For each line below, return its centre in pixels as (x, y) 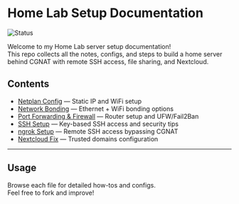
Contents (28, 84)
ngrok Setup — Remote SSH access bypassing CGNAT (98, 131)
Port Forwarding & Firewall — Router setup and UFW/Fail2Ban (108, 116)
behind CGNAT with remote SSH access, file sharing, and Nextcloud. (108, 61)
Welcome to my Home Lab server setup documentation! (89, 46)
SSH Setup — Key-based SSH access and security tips (98, 124)
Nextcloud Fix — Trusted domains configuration (88, 139)
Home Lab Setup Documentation (106, 13)
